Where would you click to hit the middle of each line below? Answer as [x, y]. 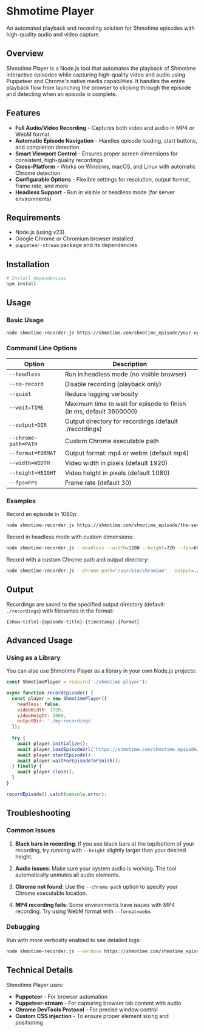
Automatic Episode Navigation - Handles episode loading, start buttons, [106, 140]
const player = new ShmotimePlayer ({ [59, 698]
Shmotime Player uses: [35, 985]
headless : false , [39, 704]
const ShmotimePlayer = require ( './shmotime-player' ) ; [77, 682]
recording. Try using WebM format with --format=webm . [83, 911]
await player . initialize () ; [53, 744]
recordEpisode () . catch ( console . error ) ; [57, 794]
